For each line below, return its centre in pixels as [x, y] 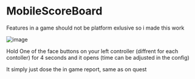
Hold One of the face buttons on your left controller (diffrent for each [92, 51]
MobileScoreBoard [54, 11]
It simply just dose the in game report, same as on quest [77, 69]
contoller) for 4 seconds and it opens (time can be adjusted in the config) [98, 57]
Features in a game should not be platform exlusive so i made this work [95, 28]
